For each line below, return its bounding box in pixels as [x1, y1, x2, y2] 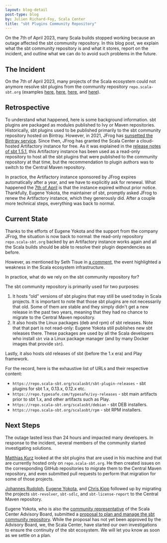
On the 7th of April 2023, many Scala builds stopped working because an [5, 35, 156, 41]
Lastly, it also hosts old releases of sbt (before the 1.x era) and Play [5, 350, 143, 356]
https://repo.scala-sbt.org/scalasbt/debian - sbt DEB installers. [12, 402, 148, 407]
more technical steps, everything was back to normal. [5, 200, 115, 206]
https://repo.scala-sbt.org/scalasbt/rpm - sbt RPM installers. [12, 407, 142, 412]
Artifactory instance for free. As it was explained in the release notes [20, 143, 161, 149]
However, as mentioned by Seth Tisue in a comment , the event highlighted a [5, 259, 162, 265]
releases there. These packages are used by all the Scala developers [12, 330, 154, 336]
